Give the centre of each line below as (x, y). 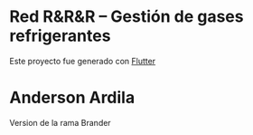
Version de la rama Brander (60, 122)
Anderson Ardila (72, 98)
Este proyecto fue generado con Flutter (83, 61)
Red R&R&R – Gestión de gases (126, 17)
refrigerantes (60, 36)
